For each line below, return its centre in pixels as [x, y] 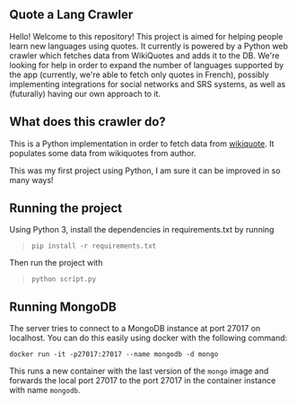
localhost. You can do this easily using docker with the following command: [148, 338]
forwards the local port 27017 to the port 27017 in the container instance [143, 381]
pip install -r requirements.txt [94, 246]
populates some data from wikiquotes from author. [103, 153]
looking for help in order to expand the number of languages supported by [147, 65]
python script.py [64, 279]
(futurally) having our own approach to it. [85, 93]
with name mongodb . [45, 391]
